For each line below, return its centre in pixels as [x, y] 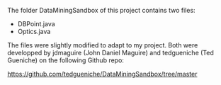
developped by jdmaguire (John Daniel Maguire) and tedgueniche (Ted [111, 53]
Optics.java [34, 32]
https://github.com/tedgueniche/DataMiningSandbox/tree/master [102, 74]
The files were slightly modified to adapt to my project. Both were [103, 45]
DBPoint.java [36, 24]
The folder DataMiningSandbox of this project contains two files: [102, 10]
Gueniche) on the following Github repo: [66, 60]
